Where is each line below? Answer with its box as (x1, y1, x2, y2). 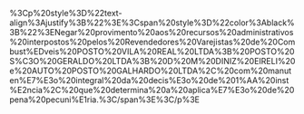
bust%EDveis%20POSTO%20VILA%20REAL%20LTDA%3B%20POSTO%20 (9, 46, 295, 57)
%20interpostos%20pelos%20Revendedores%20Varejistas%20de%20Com (9, 36, 296, 47)
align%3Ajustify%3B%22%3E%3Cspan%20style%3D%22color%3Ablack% (9, 17, 295, 28)
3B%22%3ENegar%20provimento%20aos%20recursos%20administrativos (9, 27, 294, 37)
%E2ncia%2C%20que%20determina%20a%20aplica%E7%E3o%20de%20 (9, 85, 295, 95)
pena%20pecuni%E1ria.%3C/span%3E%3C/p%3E (9, 94, 200, 105)
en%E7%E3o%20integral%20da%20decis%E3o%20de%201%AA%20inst (9, 75, 289, 85)
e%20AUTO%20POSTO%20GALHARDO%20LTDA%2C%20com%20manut (9, 65, 292, 76)
